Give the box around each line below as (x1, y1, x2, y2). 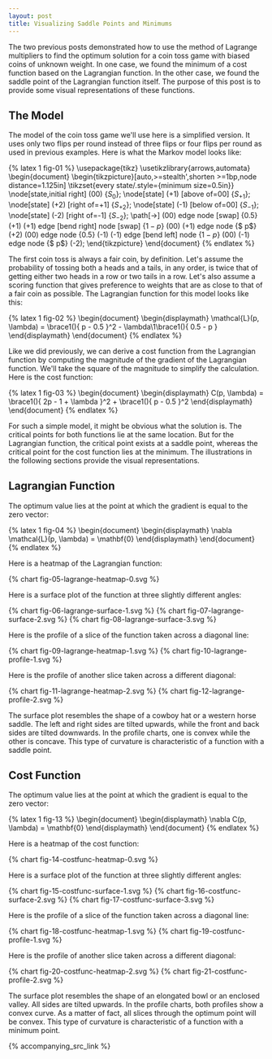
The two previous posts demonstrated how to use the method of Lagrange (8, 42, 258, 51)
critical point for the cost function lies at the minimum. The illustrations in (8, 447, 253, 457)
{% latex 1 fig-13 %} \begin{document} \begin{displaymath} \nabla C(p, (8, 815, 247, 825)
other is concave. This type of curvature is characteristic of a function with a (8, 736, 265, 746)
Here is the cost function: (8, 372, 93, 382)
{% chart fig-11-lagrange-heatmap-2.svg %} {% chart (8, 685, 188, 696)
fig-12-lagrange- (189, 685, 245, 696)
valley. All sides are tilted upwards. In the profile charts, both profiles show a (8, 1000, 264, 1009)
